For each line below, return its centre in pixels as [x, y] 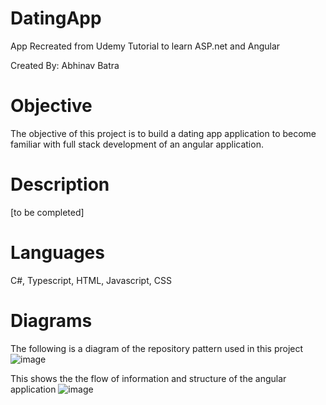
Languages [57, 253]
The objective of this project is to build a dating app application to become [163, 133]
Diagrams [51, 320]
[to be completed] [47, 212]
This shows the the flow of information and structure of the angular [148, 378]
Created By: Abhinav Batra [65, 65]
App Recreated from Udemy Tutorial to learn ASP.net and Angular [145, 46]
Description [60, 184]
